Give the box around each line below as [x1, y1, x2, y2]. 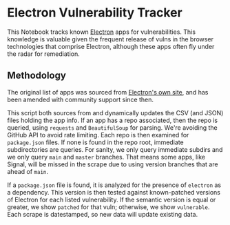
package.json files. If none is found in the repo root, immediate [7, 138, 184, 146]
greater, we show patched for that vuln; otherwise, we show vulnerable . [7, 202, 210, 211]
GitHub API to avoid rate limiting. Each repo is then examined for [7, 130, 189, 139]
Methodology [7, 70, 67, 81]
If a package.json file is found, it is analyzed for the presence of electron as [7, 181, 222, 189]
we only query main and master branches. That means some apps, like [7, 153, 205, 161]
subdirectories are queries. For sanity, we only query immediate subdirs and [7, 145, 223, 153]
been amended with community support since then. [7, 95, 154, 104]
